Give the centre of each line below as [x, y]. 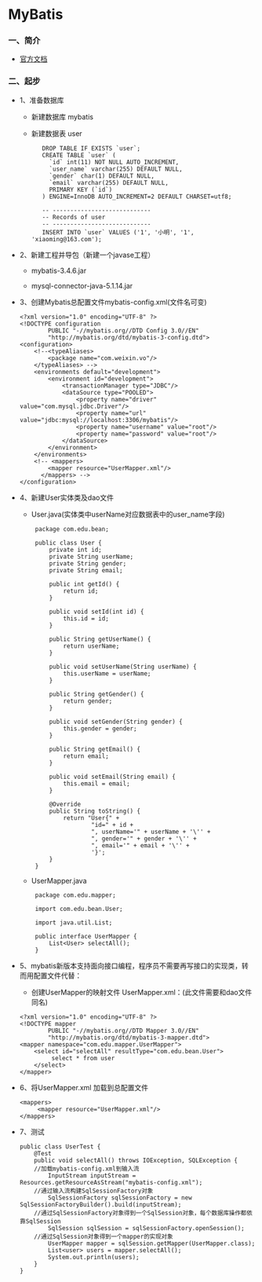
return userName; [91, 646]
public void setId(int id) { [96, 612]
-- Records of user [74, 217]
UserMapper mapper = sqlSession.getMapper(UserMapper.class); [152, 1243]
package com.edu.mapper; [75, 895]
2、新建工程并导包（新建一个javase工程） [87, 255]
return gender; [88, 701]
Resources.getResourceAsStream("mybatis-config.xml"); [111, 1182]
